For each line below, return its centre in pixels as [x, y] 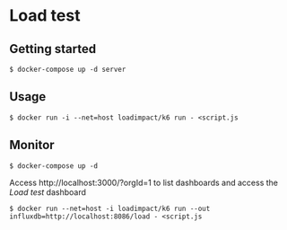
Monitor [32, 145]
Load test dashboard [48, 192]
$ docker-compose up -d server [68, 69]
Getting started [53, 49]
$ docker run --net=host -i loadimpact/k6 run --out [110, 208]
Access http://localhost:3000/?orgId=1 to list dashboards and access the [143, 182]
